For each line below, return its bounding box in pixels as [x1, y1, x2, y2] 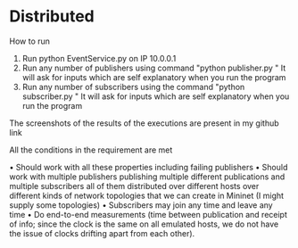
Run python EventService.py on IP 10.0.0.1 [21, 53, 177, 63]
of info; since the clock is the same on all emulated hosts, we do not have [9, 219, 279, 229]
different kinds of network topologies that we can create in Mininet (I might [9, 190, 284, 201]
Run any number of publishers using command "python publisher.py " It [21, 62, 286, 73]
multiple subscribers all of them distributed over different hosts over [9, 180, 260, 191]
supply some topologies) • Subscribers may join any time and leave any [9, 199, 274, 211]
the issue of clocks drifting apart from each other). [9, 227, 195, 238]
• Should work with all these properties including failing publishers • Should [9, 161, 288, 172]
